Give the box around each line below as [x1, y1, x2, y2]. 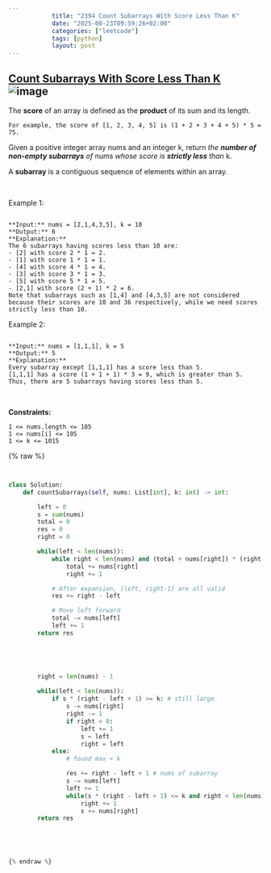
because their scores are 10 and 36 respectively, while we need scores [8, 298, 258, 307]
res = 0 [37, 525, 63, 533]
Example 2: [8, 320, 46, 329]
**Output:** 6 [8, 228, 56, 236]
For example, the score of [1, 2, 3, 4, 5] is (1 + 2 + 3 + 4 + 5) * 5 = [8, 121, 262, 129]
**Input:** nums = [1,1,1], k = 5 [8, 342, 125, 350]
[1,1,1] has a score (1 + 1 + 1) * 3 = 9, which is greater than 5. [8, 370, 244, 378]
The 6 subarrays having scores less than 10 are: [8, 241, 179, 250]
